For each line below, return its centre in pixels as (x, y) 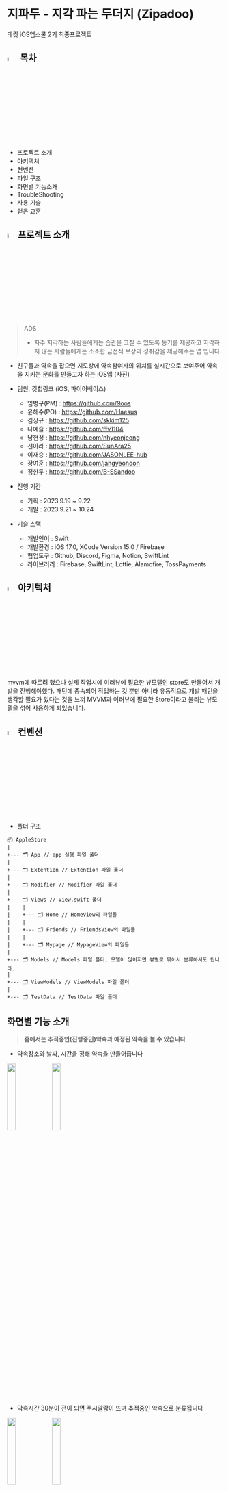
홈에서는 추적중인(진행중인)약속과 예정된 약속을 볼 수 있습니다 (105, 1039)
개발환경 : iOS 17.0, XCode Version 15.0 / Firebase (96, 547)
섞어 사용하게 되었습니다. (53, 708)
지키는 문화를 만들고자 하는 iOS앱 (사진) (77, 375)
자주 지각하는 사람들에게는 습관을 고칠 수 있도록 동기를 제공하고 (118, 342)
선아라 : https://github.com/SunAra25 (79, 446)
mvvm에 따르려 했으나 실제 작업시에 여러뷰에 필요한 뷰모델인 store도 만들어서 (110, 683)
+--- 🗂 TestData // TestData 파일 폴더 (62, 997)
